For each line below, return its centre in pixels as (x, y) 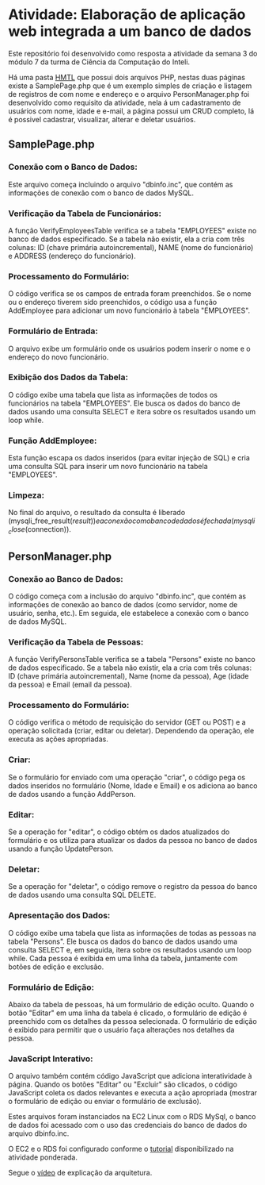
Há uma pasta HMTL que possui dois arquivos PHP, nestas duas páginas (127, 77)
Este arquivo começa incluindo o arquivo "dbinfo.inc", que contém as (121, 184)
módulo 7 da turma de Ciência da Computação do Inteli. (99, 62)
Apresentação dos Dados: (59, 916)
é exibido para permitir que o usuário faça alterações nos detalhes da (121, 1029)
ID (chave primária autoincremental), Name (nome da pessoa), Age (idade (129, 676)
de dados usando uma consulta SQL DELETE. (82, 895)
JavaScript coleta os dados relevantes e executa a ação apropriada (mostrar (133, 1093)
